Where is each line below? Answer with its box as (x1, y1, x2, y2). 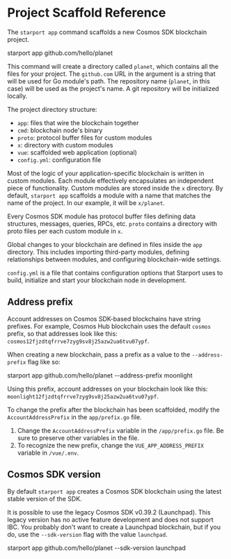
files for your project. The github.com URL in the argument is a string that (7, 70, 216, 78)
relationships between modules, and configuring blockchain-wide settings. (7, 255, 221, 264)
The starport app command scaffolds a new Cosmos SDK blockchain (7, 28, 207, 36)
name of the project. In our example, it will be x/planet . (7, 198, 166, 206)
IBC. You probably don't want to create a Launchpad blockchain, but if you (7, 523, 221, 531)
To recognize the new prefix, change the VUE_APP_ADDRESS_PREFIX (17, 441, 204, 449)
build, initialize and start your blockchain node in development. (7, 276, 186, 284)
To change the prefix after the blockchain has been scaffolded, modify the (7, 405, 221, 414)
